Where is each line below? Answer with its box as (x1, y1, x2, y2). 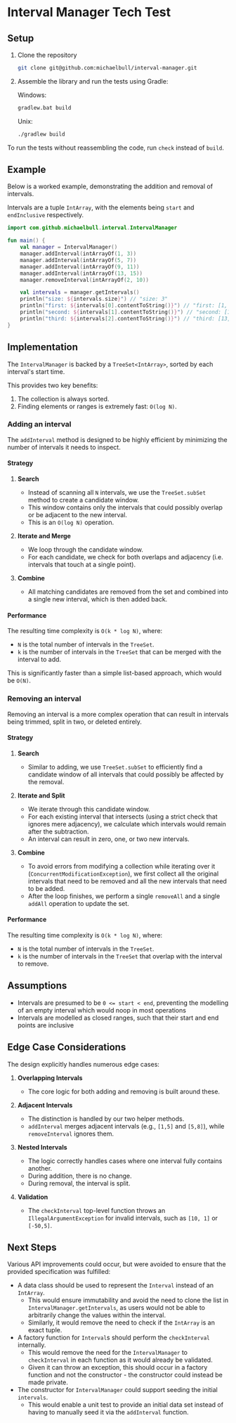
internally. (17, 1341, 46, 1349)
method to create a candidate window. (27, 496, 139, 504)
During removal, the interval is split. (27, 1178, 131, 1188)
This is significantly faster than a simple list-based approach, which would (7, 669, 222, 677)
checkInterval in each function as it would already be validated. (27, 1356, 213, 1364)
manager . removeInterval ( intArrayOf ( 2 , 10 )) (20, 276, 150, 283)
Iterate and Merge (17, 532, 72, 540)
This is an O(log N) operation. (27, 518, 114, 526)
